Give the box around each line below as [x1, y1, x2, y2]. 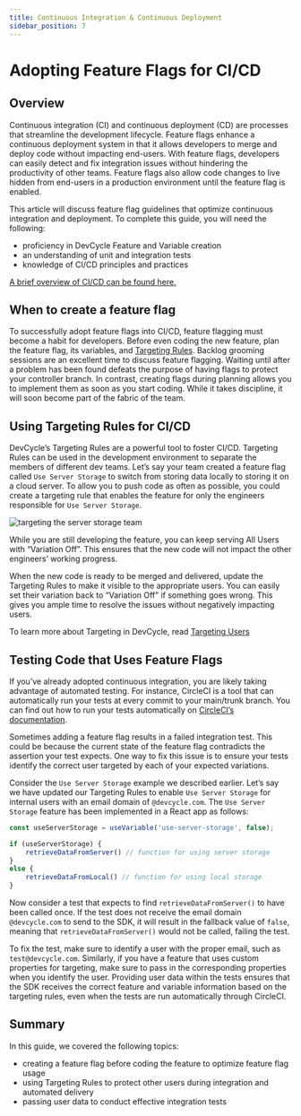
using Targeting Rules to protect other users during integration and [21, 1077, 269, 1087]
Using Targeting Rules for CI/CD [9, 419, 191, 434]
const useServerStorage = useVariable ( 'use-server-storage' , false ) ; [9, 823, 275, 832]
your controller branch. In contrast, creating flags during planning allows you [9, 374, 292, 385]
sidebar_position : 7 [9, 22, 87, 30]
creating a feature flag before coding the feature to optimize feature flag [21, 1058, 289, 1068]
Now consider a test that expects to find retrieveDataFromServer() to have [9, 897, 285, 908]
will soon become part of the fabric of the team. [9, 393, 185, 403]
